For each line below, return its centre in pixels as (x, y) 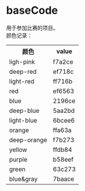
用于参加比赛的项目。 (32, 28)
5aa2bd (64, 111)
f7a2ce (63, 62)
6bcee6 (64, 120)
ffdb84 (62, 150)
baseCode (32, 11)
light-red (22, 81)
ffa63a (62, 130)
